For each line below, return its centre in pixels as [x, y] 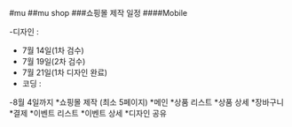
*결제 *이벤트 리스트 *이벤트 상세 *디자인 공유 [88, 113]
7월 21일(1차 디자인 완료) [65, 72]
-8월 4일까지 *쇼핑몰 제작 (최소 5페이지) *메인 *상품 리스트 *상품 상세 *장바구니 [146, 102]
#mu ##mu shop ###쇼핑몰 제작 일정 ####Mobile [99, 13]
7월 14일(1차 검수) [53, 50]
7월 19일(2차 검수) [54, 61]
